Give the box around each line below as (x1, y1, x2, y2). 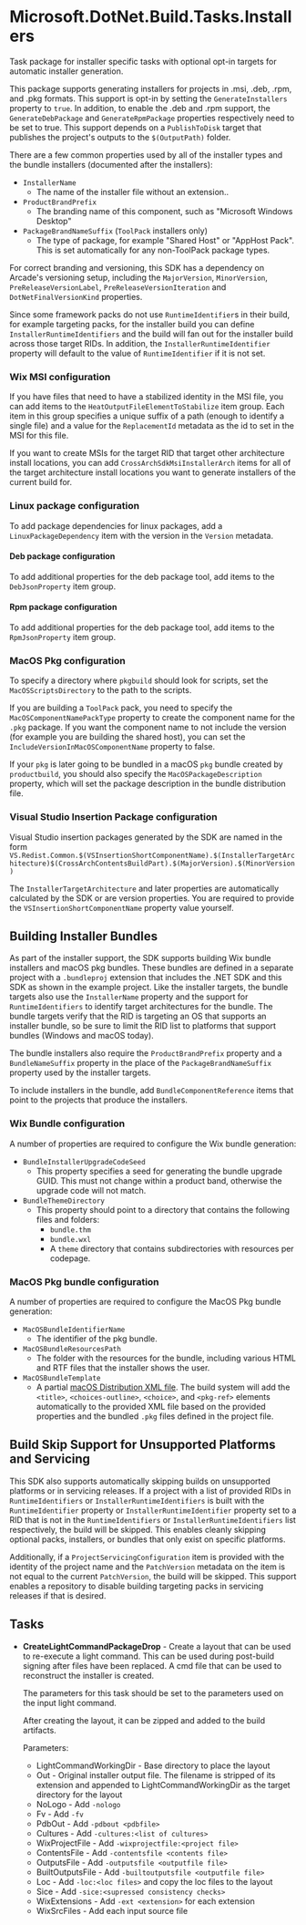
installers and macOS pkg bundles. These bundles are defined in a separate (9, 962, 294, 973)
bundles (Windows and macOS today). (9, 1030, 155, 1041)
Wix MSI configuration (9, 370, 111, 383)
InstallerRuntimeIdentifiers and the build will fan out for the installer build (9, 328, 294, 339)
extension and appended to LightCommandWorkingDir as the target (36, 1779, 291, 1790)
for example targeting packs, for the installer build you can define (9, 318, 255, 329)
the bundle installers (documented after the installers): (9, 159, 213, 170)
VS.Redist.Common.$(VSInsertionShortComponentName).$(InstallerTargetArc (9, 851, 296, 860)
